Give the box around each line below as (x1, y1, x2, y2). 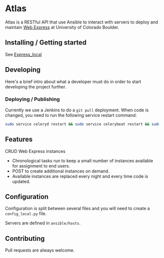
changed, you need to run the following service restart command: (5, 112, 137, 118)
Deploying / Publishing (5, 96, 60, 103)
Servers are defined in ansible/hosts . (5, 220, 81, 226)
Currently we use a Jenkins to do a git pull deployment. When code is (5, 107, 149, 113)
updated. (12, 178, 31, 184)
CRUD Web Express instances (5, 148, 66, 154)
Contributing (5, 234, 45, 242)
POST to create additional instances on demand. (12, 168, 110, 174)
